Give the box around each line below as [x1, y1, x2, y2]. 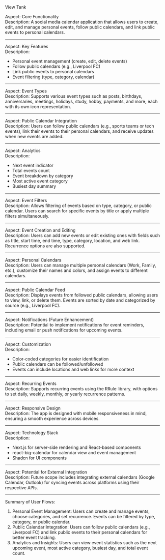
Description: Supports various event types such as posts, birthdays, [5, 93, 142, 99]
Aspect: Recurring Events [5, 381, 56, 386]
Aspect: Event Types [5, 88, 47, 94]
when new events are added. [5, 134, 64, 139]
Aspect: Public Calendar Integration [5, 118, 77, 123]
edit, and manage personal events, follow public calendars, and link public [5, 24, 155, 30]
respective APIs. [5, 485, 38, 491]
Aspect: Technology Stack [5, 430, 58, 436]
